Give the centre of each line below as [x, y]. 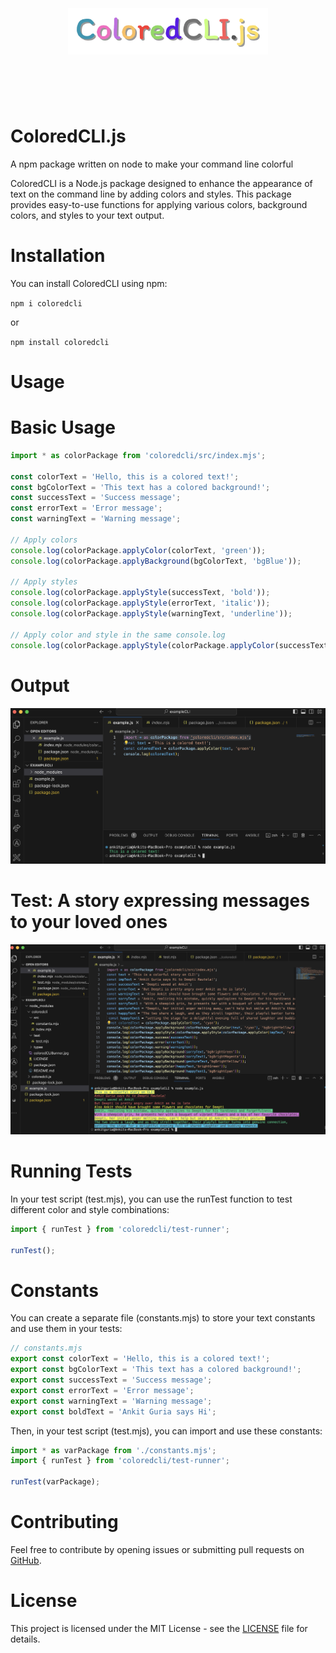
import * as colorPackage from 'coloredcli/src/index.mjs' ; [138, 455]
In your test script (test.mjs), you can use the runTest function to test [151, 1199]
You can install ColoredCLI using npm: [89, 283]
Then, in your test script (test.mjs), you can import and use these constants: [166, 1431]
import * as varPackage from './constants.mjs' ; [113, 1450]
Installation [58, 256]
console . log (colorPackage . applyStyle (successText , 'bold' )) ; [140, 593]
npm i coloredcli [46, 303]
